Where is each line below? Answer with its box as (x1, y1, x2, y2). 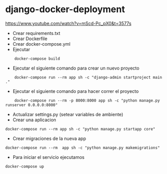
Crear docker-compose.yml (12, 41, 71, 47)
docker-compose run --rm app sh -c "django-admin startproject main (14, 75, 162, 80)
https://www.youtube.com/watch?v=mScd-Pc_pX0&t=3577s (5, 20, 132, 26)
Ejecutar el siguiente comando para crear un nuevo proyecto (12, 65, 140, 71)
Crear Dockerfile (12, 36, 48, 42)
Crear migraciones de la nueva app (12, 135, 86, 142)
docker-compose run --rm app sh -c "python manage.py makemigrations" (5, 145, 160, 150)
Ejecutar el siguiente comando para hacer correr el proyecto (12, 88, 139, 94)
